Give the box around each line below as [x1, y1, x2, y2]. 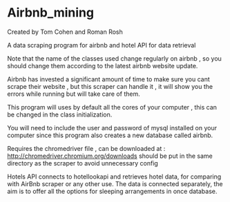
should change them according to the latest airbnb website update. [7, 61, 198, 70]
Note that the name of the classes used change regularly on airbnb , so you [7, 54, 222, 63]
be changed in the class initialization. [7, 110, 113, 119]
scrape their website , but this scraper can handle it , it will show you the [7, 82, 213, 90]
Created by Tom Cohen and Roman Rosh [7, 28, 123, 36]
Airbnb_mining [7, 5, 95, 21]
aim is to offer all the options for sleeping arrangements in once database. [7, 187, 218, 195]
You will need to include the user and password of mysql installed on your [7, 123, 218, 132]
